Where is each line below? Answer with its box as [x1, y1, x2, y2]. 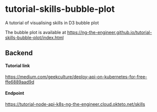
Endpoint [5, 90, 25, 96]
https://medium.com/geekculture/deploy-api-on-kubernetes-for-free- [5, 74, 147, 79]
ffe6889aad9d [5, 79, 35, 85]
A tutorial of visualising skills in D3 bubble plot [5, 20, 99, 26]
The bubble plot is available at [5, 29, 66, 35]
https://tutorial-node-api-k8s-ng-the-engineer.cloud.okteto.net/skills [5, 101, 146, 107]
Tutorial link [5, 63, 30, 69]
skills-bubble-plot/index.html [5, 35, 64, 40]
